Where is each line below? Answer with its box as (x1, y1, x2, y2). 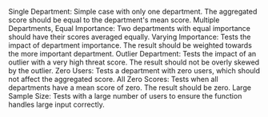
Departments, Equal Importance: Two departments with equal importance (8, 24, 250, 33)
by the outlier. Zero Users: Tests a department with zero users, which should (8, 66, 261, 75)
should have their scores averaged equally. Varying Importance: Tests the (8, 32, 251, 41)
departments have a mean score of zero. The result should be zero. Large (8, 83, 252, 92)
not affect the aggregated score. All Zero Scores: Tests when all (8, 75, 218, 84)
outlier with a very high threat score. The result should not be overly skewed (8, 57, 260, 67)
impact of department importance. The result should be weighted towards (8, 41, 252, 50)
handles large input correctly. (8, 99, 106, 109)
